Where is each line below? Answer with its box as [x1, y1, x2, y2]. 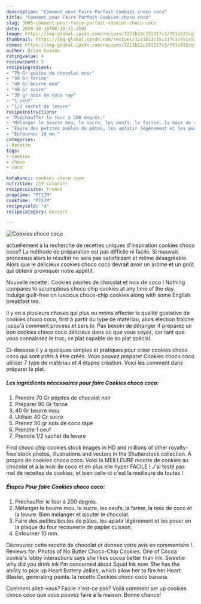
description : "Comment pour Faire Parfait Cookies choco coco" [6, 8, 167, 15]
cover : [6, 42, 23, 48]
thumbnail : [6, 36, 33, 42]
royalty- [169, 444, 188, 452]
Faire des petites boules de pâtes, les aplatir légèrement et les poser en [14, 517, 191, 524]
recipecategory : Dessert [6, 209, 68, 215]
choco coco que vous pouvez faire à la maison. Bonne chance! [6, 591, 162, 599]
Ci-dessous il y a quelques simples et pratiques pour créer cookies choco [6, 346, 188, 353]
